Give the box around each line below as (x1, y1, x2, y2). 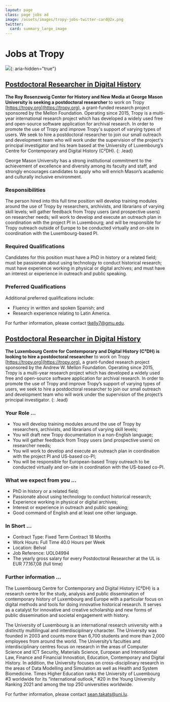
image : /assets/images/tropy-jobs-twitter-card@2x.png (5, 17, 124, 22)
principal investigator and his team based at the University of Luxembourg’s (5, 142, 163, 148)
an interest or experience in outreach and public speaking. (5, 271, 127, 277)
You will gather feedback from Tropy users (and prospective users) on (12, 437, 160, 443)
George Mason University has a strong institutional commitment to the (5, 157, 152, 163)
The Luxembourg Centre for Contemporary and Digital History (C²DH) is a (5, 585, 159, 591)
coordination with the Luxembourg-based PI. (5, 230, 99, 237)
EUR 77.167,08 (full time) (12, 561, 63, 567)
